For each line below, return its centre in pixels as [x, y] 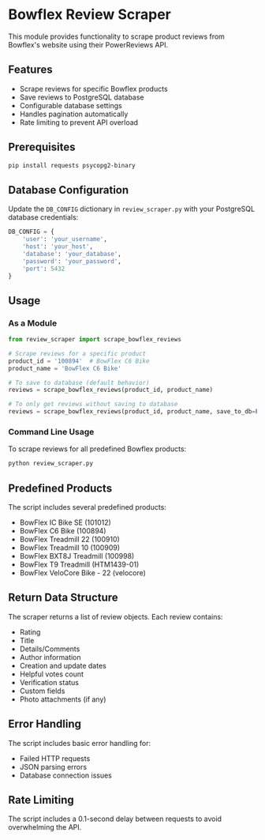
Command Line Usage [51, 431]
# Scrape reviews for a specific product [77, 353]
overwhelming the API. [45, 827]
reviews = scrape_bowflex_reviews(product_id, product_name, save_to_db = [132, 412]
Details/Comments [50, 649]
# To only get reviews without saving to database [93, 405]
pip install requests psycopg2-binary [72, 165]
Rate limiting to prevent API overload [79, 122]
